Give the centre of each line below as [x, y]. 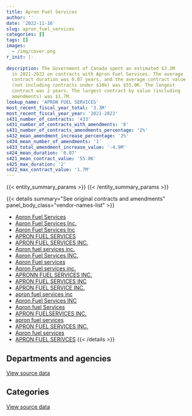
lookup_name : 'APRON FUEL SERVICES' [53, 102]
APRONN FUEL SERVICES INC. [53, 275]
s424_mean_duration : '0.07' [42, 153]
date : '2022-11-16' [31, 23]
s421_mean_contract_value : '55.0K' [51, 158]
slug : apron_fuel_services [40, 29]
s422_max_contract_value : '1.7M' [49, 170]
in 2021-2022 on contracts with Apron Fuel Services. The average [98, 74]
